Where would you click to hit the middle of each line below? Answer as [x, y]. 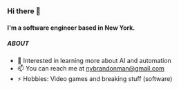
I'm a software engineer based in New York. [71, 28]
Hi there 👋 [24, 11]
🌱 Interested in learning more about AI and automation [94, 61]
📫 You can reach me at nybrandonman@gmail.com [91, 69]
